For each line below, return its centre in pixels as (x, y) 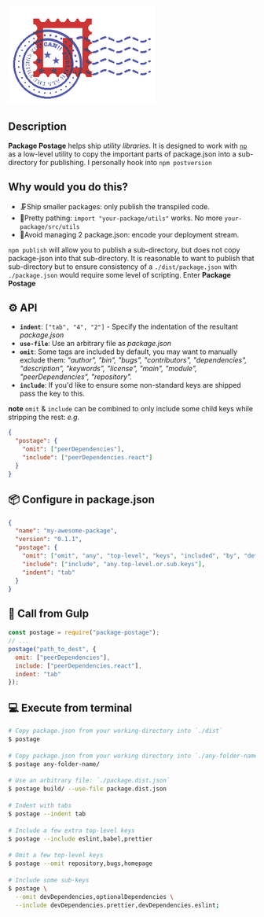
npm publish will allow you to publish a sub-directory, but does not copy (124, 249)
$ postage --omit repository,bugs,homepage (81, 864)
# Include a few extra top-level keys (71, 830)
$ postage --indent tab (47, 814)
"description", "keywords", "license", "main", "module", (108, 369)
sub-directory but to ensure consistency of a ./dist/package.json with (123, 267)
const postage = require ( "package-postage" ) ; (84, 633)
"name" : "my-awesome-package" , (66, 531)
